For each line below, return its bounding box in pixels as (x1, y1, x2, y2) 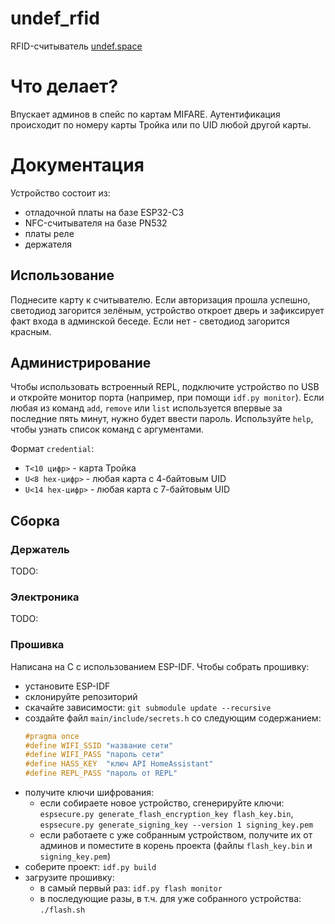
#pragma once (24, 731, 80, 741)
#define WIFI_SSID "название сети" (24, 740, 174, 751)
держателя (24, 238, 73, 250)
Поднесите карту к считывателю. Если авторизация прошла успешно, (10, 293, 311, 306)
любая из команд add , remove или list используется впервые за (10, 402, 283, 414)
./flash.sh (39, 905, 86, 916)
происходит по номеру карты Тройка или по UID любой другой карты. (10, 118, 312, 131)
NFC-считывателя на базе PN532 (24, 217, 168, 229)
